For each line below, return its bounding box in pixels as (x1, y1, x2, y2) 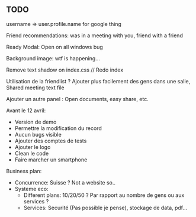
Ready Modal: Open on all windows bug (6, 43, 104, 50)
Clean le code (14, 150, 49, 157)
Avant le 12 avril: (6, 106, 46, 114)
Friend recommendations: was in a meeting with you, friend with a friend (6, 32, 184, 39)
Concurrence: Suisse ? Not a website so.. (14, 179, 116, 186)
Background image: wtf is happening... (6, 54, 101, 61)
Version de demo (14, 118, 57, 125)
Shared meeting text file (6, 84, 65, 91)
